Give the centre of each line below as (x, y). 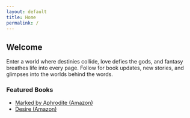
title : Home (21, 17)
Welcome (24, 47)
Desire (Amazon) (36, 109)
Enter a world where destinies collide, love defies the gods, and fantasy (95, 62)
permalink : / (23, 23)
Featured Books (30, 90)
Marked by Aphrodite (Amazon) (54, 103)
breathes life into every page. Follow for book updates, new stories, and (95, 68)
